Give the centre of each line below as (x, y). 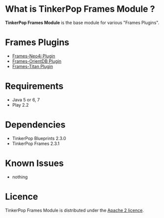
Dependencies (35, 125)
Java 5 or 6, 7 (26, 99)
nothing (20, 177)
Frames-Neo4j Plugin (34, 56)
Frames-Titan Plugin (33, 66)
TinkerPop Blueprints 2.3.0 (39, 138)
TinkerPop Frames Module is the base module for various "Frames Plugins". (82, 23)
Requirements (34, 86)
